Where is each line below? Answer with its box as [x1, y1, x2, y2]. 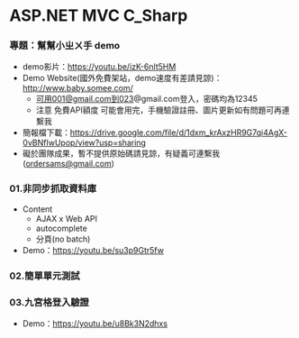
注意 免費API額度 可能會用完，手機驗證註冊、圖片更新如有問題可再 [35, 105, 282, 115]
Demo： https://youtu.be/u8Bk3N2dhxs [22, 318, 168, 329]
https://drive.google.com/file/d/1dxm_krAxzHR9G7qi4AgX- [69, 127, 288, 138]
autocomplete [35, 223, 87, 233]
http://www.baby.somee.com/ [22, 83, 133, 94]
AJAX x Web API [35, 213, 97, 224]
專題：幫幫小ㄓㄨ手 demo [9, 40, 121, 52]
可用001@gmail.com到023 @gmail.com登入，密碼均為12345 [35, 94, 258, 105]
